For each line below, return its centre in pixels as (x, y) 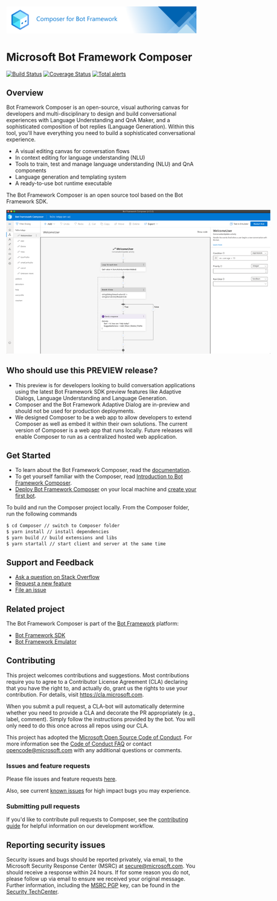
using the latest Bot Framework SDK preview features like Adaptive (98, 392)
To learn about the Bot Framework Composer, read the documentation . (103, 470)
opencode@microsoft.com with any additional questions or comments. (94, 750)
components (30, 171)
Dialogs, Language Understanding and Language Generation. (91, 398)
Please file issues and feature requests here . (62, 779)
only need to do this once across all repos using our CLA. (78, 726)
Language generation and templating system (71, 177)
